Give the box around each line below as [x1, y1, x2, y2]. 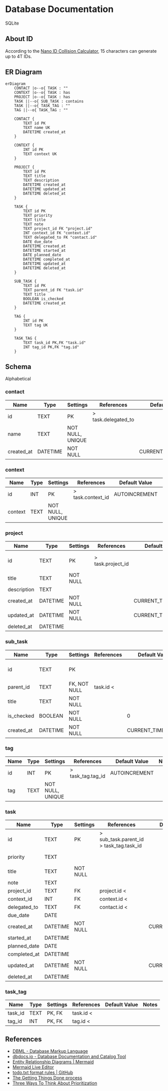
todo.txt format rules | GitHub [12, 1069, 73, 1075]
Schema [5, 362, 31, 371]
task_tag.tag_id [69, 772, 105, 780]
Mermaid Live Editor [12, 1064, 54, 1070]
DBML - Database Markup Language [12, 1048, 88, 1054]
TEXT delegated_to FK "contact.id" [23, 235, 97, 240]
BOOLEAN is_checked [23, 296, 64, 301]
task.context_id [73, 494, 109, 501]
